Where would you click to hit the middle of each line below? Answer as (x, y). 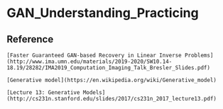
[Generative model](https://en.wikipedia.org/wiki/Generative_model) (112, 80)
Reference (30, 39)
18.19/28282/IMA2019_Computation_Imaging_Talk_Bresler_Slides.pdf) (109, 68)
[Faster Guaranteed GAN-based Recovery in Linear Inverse (94, 55)
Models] (94, 93)
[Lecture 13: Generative (43, 93)
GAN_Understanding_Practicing (103, 13)
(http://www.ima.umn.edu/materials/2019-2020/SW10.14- (89, 62)
